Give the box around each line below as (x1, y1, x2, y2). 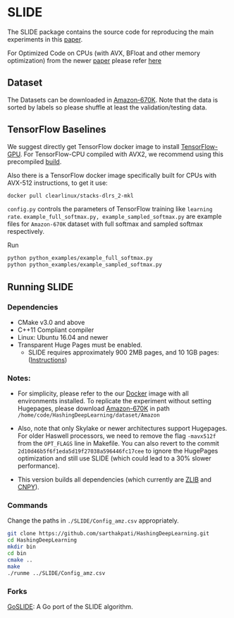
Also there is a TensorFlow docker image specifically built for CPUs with (7, 171, 217, 179)
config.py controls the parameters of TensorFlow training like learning (7, 205, 213, 213)
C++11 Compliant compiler (17, 326, 94, 334)
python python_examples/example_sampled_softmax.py (7, 261, 162, 268)
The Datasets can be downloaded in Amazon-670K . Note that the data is (7, 95, 218, 104)
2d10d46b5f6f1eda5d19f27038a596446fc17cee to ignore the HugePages (17, 446, 218, 456)
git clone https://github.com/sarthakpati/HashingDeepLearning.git (7, 530, 210, 537)
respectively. (7, 227, 44, 236)
